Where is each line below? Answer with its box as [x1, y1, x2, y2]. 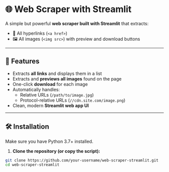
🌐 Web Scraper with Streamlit [5, 4, 132, 15]
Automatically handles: [12, 87, 60, 93]
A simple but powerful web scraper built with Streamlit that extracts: [5, 20, 149, 26]
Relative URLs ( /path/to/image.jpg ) [20, 92, 94, 98]
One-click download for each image [12, 81, 88, 87]
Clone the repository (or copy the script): [12, 148, 101, 154]
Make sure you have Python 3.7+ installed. [5, 138, 94, 144]
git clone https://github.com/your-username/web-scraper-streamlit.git [5, 157, 158, 163]
